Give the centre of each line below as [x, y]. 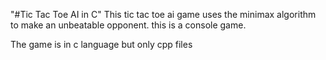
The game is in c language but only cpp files [101, 44]
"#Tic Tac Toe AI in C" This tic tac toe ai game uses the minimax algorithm [163, 14]
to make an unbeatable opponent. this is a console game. [128, 25]
